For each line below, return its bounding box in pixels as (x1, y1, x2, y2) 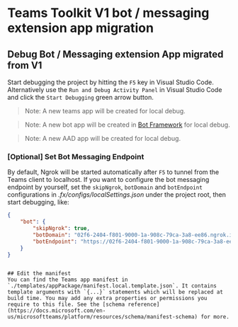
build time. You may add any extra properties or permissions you (7, 295, 208, 302)
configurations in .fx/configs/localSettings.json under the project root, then (7, 190, 227, 199)
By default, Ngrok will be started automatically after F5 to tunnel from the (7, 168, 220, 176)
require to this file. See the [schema (7, 301, 125, 309)
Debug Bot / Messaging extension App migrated (7, 48, 224, 60)
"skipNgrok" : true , (33, 225, 91, 232)
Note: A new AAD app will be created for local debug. (24, 134, 181, 142)
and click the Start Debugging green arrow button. (7, 93, 154, 101)
